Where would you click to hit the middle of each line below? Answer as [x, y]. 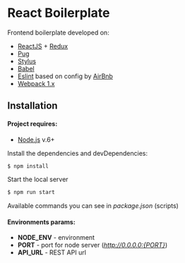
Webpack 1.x [36, 83]
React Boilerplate [59, 13]
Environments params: [41, 222]
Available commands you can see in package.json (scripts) [93, 206]
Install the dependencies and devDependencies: [78, 153]
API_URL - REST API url [52, 252]
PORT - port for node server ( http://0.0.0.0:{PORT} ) [92, 245]
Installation [32, 106]
